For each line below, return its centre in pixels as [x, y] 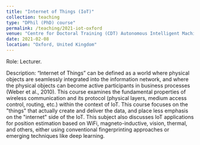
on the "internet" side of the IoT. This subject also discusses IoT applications [100, 117]
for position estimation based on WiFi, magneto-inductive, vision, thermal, [97, 123]
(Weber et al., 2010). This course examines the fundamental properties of [96, 92]
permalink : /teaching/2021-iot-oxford [54, 28]
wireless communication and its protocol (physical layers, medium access [96, 98]
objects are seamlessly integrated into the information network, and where [97, 79]
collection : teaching [33, 17]
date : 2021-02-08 [28, 39]
